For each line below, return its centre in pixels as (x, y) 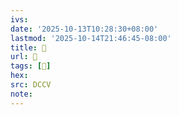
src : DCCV (31, 85)
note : (21, 94)
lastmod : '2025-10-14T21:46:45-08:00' (91, 38)
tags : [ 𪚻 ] (31, 66)
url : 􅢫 (24, 57)
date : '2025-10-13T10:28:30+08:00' (84, 29)
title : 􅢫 (28, 47)
